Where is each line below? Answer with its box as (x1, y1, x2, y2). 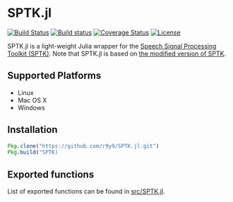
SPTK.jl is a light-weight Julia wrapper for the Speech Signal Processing (7, 42, 217, 50)
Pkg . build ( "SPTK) (7, 149, 59, 156)
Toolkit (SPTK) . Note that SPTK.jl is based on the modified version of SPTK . (7, 49, 227, 58)
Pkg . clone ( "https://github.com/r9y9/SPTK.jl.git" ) (7, 142, 160, 149)
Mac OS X (17, 96, 47, 104)
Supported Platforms (7, 70, 102, 82)
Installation (7, 124, 58, 136)
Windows (17, 103, 45, 112)
